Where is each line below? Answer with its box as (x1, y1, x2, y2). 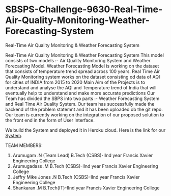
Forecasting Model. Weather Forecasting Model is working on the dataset (5, 63, 159, 69)
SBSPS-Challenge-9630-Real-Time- (5, 4, 163, 15)
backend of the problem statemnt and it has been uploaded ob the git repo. (5, 106, 163, 112)
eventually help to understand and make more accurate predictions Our (5, 90, 155, 96)
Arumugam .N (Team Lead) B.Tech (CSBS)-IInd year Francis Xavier (12, 152, 153, 158)
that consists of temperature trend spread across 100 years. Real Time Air (5, 68, 160, 75)
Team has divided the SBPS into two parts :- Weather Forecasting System (5, 95, 160, 102)
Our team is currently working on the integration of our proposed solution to (5, 111, 164, 118)
